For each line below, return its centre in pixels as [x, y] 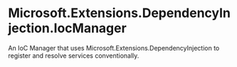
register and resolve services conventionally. [74, 56]
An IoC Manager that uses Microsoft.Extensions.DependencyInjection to [114, 48]
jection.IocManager [67, 28]
